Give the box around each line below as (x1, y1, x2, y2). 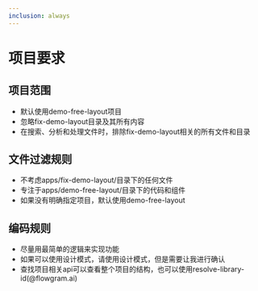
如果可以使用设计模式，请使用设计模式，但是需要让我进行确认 (19, 255, 226, 264)
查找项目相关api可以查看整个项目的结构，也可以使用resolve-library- (19, 264, 244, 274)
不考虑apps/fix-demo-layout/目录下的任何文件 (19, 175, 173, 185)
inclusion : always (8, 11, 70, 20)
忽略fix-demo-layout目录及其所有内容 (19, 116, 145, 126)
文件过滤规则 (8, 152, 73, 166)
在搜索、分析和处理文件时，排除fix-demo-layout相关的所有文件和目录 (19, 127, 251, 136)
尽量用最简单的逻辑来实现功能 (19, 244, 119, 254)
